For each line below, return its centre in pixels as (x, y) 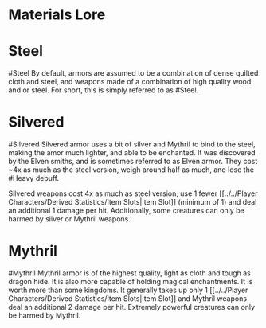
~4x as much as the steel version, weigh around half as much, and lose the (131, 170)
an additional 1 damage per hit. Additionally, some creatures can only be (126, 211)
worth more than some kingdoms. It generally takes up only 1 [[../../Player (128, 290)
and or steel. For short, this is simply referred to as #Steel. (104, 90)
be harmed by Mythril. (45, 315)
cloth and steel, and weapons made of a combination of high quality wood (130, 82)
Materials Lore (57, 15)
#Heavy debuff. (34, 178)
